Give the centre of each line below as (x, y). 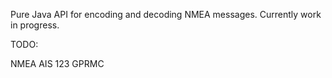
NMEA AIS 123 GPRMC (57, 63)
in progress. (35, 25)
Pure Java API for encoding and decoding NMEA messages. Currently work (166, 14)
